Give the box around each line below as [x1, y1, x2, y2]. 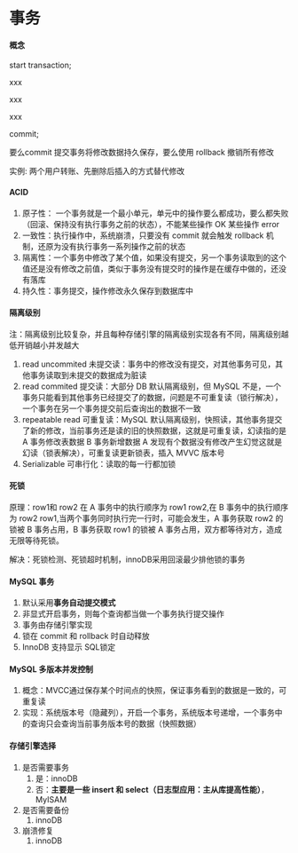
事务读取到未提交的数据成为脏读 [29, 369, 147, 380]
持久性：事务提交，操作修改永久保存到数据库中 [21, 285, 193, 296]
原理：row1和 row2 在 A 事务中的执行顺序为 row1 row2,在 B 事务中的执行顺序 [9, 502, 289, 512]
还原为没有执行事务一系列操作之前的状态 [37, 241, 186, 251]
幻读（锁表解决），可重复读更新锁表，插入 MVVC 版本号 [21, 447, 225, 458]
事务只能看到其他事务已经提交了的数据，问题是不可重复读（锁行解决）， [21, 391, 283, 402]
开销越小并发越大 [16, 339, 80, 351]
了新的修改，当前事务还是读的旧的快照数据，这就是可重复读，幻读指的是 [21, 425, 286, 436]
